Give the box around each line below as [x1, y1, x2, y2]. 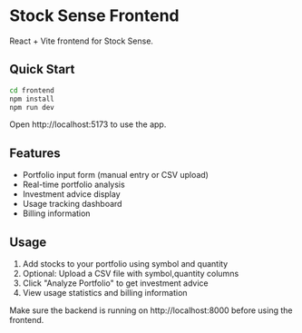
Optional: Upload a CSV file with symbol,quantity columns [22, 269, 239, 279]
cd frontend [9, 85, 54, 95]
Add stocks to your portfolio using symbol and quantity [22, 259, 229, 269]
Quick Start [9, 62, 75, 77]
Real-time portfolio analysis [22, 179, 125, 191]
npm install [9, 94, 54, 103]
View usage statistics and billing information [22, 288, 188, 298]
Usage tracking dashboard [22, 199, 122, 210]
